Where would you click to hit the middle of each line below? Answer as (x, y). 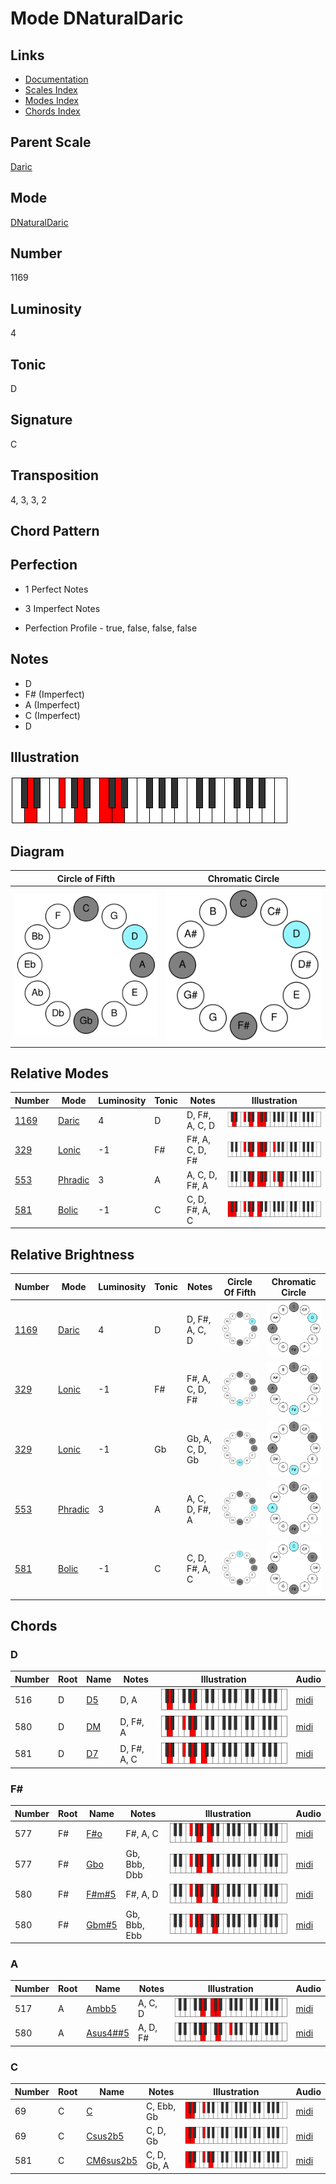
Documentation (56, 79)
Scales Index (51, 90)
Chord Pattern (55, 531)
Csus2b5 (105, 2136)
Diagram (37, 851)
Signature (41, 420)
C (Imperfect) (52, 715)
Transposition (55, 475)
